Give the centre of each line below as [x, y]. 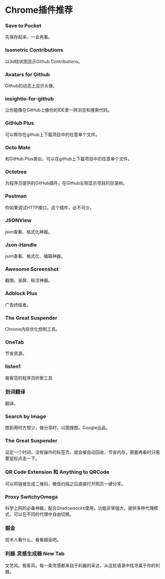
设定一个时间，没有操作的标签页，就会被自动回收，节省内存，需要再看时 [78, 452]
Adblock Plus [21, 294]
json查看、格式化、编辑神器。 [35, 256]
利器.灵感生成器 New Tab [35, 554]
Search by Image [26, 416]
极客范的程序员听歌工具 [29, 378]
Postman [16, 196]
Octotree [16, 171]
